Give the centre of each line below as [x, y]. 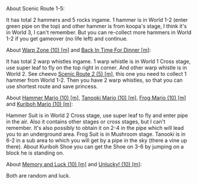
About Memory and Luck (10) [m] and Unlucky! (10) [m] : [74, 164]
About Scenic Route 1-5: [35, 9]
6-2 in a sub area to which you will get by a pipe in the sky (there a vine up [97, 140]
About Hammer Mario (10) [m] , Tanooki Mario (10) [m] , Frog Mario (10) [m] [96, 98]
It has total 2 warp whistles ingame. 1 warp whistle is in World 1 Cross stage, [98, 61]
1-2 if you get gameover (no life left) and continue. [67, 39]
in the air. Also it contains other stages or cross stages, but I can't [86, 122]
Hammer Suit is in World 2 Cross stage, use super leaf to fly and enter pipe [97, 115]
